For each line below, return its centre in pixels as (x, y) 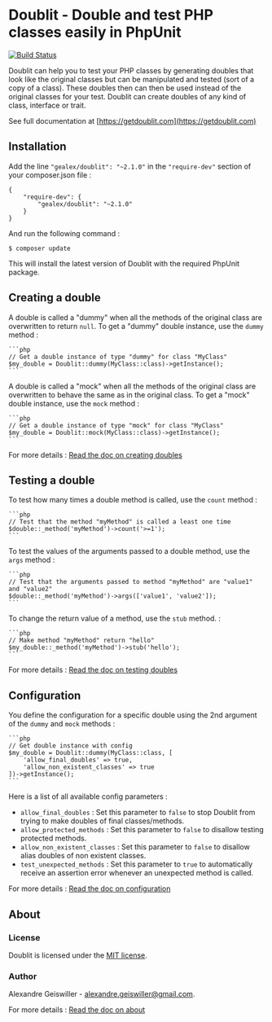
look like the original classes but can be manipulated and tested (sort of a (132, 79)
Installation (37, 147)
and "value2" (31, 589)
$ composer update (39, 248)
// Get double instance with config (70, 746)
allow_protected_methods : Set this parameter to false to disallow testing (142, 830)
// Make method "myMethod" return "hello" (81, 641)
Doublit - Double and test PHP (111, 15)
